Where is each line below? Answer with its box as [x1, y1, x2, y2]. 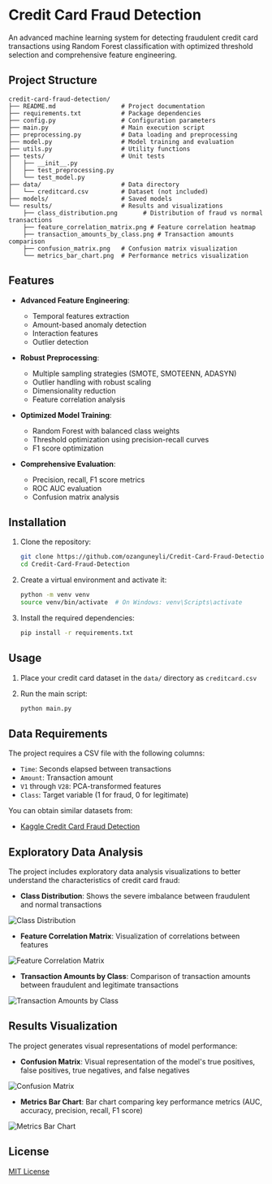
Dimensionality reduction [32, 385, 116, 395]
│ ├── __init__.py [8, 159, 79, 168]
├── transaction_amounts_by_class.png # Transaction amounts [23, 230, 234, 238]
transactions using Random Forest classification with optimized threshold [8, 41, 253, 50]
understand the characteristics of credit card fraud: [8, 876, 180, 886]
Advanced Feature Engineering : [19, 295, 130, 305]
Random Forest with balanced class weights [32, 425, 180, 436]
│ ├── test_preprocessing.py [8, 166, 114, 174]
